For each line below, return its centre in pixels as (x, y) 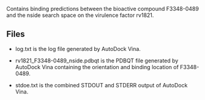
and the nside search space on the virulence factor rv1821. (80, 15)
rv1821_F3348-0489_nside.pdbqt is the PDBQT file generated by (97, 61)
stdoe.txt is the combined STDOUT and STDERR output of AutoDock (101, 85)
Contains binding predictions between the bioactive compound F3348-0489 (102, 9)
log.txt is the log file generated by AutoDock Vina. (78, 48)
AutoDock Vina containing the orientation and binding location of (97, 67)
